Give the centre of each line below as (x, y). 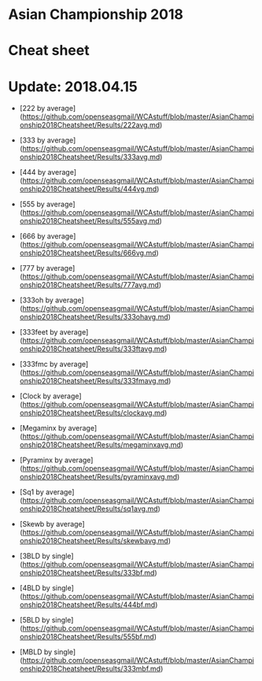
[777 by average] (47, 268)
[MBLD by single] (48, 652)
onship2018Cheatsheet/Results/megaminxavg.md (100, 445)
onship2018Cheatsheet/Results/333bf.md (87, 573)
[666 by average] (48, 236)
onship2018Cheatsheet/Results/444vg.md (88, 189)
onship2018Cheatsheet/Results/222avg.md (89, 125)
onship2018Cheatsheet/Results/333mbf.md (90, 669)
